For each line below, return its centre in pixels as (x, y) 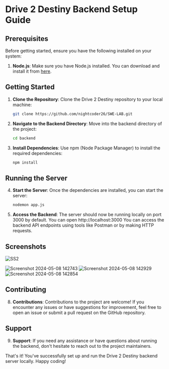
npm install (25, 163)
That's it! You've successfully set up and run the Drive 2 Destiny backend (81, 356)
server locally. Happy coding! (36, 361)
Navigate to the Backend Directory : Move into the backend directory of (87, 123)
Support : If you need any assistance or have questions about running (85, 340)
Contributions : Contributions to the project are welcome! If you (78, 302)
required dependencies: (37, 153)
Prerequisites (27, 39)
